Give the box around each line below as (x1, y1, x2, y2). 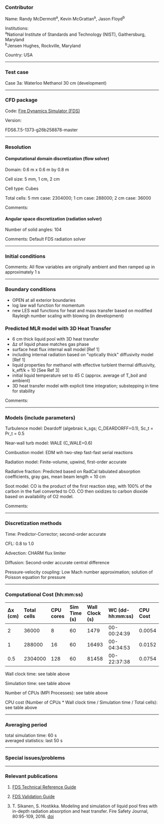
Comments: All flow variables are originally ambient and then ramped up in (5, 264, 155, 270)
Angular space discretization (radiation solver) (5, 216, 102, 222)
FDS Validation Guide (12, 793, 55, 799)
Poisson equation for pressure (5, 574, 66, 580)
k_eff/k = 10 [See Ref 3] (12, 367, 60, 373)
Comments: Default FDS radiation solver (5, 236, 86, 242)
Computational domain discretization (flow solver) (5, 156, 110, 161)
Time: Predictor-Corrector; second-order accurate (5, 531, 106, 537)
